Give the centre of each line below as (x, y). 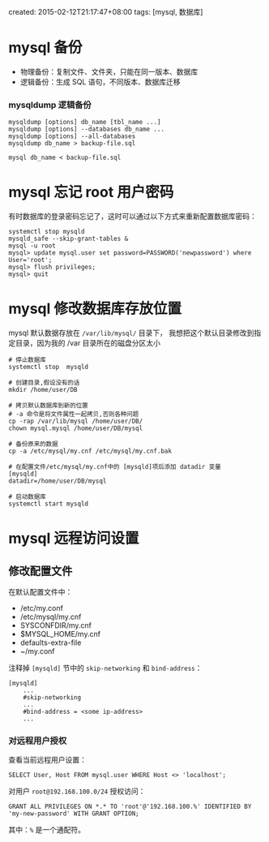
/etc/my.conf (41, 608)
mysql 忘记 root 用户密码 (91, 192)
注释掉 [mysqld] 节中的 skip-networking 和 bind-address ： (105, 668)
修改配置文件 (41, 571)
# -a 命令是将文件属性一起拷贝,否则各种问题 (74, 415)
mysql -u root (32, 246)
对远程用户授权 (38, 741)
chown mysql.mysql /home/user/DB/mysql (76, 428)
